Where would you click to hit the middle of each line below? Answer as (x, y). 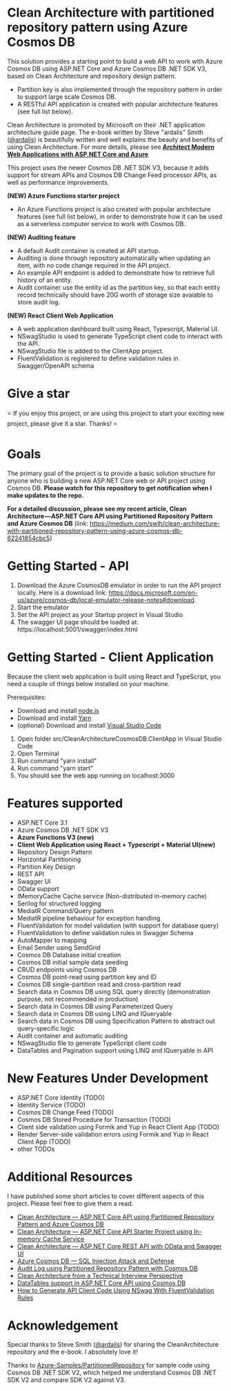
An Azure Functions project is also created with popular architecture (114, 209)
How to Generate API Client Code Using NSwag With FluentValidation (115, 1290)
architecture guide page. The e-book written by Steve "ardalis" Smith (106, 132)
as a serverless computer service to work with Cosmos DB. (101, 223)
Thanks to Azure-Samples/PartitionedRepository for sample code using (109, 1365)
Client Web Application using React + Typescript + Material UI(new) (116, 845)
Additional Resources (70, 1177)
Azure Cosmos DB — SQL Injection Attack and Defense (96, 1261)
